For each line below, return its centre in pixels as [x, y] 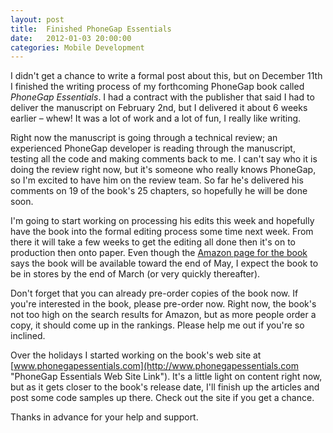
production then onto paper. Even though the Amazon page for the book [159, 253]
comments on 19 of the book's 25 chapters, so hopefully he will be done [159, 191]
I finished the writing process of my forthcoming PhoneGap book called [157, 87]
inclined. [28, 336]
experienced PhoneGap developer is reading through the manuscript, [153, 148]
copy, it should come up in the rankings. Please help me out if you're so [157, 325]
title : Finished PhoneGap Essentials [91, 29]
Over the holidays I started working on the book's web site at [136, 355]
